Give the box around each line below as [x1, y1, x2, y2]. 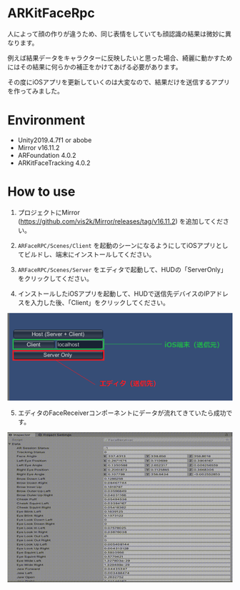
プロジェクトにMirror [17, 208, 81, 216]
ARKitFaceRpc [7, 5, 95, 21]
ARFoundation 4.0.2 [17, 151, 76, 159]
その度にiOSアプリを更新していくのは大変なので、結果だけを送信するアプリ [7, 77, 231, 86]
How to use [7, 184, 76, 200]
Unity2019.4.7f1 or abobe [17, 136, 92, 144]
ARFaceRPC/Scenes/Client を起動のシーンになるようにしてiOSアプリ [17, 241, 216, 249]
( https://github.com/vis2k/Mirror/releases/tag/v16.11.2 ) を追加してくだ [17, 216, 224, 226]
